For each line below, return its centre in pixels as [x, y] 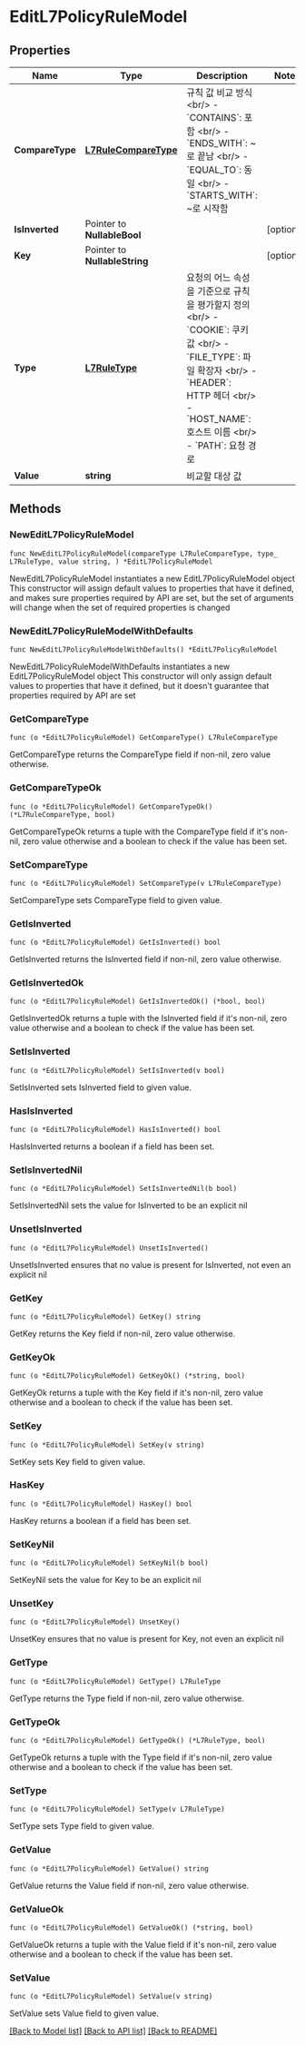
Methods [35, 509]
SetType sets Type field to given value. [82, 1826]
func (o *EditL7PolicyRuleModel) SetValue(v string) [111, 1997]
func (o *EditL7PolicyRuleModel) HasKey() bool [101, 1504]
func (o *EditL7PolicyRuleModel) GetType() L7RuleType [115, 1681]
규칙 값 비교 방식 [219, 93]
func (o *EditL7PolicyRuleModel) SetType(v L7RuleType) [117, 1809]
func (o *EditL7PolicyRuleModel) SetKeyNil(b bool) [109, 1563]
